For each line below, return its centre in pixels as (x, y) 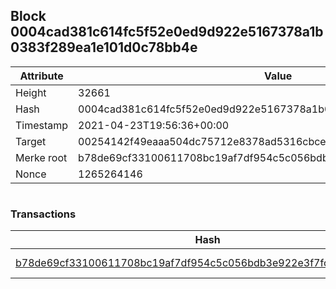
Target (31, 141)
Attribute (41, 76)
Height (31, 92)
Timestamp (42, 125)
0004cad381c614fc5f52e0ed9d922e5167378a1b (167, 32)
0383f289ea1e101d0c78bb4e (104, 47)
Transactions (43, 214)
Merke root (41, 157)
